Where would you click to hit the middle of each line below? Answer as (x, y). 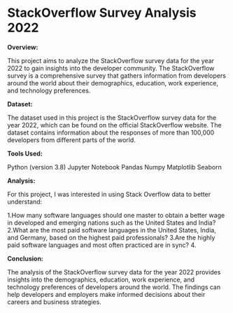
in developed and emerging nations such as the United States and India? (112, 223)
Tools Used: (25, 153)
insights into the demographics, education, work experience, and (101, 279)
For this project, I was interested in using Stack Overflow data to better (109, 194)
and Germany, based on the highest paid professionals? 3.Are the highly (111, 237)
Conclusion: (26, 258)
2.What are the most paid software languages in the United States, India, (112, 230)
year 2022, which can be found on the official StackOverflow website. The (114, 125)
